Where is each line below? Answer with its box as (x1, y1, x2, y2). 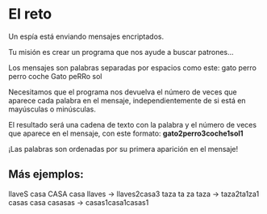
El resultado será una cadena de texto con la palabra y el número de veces (8, 120, 257, 129)
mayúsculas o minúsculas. (8, 104, 97, 114)
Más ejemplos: (8, 167, 84, 182)
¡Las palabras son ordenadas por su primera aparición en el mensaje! (8, 144, 239, 153)
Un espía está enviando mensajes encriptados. (8, 31, 164, 41)
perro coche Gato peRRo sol (8, 71, 102, 81)
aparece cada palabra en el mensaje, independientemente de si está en (8, 95, 246, 105)
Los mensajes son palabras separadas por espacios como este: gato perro (8, 62, 257, 73)
